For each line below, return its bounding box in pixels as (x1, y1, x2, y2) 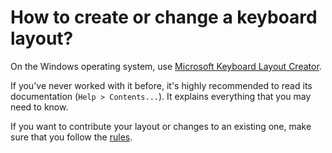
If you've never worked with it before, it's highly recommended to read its (10, 79, 313, 91)
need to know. (10, 101, 69, 113)
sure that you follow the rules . (10, 131, 133, 143)
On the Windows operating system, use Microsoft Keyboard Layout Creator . (10, 60, 322, 72)
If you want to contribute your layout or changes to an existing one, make (10, 120, 312, 132)
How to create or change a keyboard (10, 6, 318, 29)
